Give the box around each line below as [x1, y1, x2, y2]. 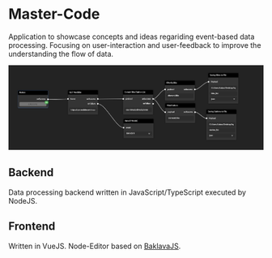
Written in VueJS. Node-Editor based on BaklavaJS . [8, 241, 181, 251]
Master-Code [8, 5, 100, 24]
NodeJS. [8, 196, 38, 205]
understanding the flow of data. [8, 49, 114, 58]
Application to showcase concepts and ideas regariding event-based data [8, 32, 255, 41]
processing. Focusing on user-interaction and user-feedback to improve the [8, 40, 261, 49]
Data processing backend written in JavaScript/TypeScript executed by [8, 187, 247, 197]
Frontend [8, 220, 56, 234]
